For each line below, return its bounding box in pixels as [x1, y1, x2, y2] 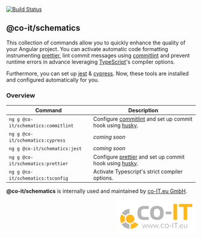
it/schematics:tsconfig [8, 175, 69, 182]
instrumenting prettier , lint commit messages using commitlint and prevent [6, 52, 191, 59]
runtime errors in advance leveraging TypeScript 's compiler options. [6, 58, 176, 66]
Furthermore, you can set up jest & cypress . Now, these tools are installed [6, 70, 189, 77]
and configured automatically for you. [6, 76, 99, 84]
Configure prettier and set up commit [93, 153, 185, 160]
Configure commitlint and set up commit [93, 115, 193, 123]
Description [128, 106, 158, 114]
